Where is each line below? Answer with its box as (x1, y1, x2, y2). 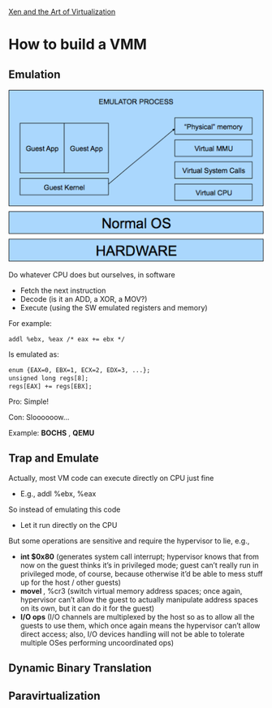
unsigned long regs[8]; (8, 375, 89, 383)
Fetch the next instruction (19, 285, 106, 295)
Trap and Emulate (8, 452, 99, 466)
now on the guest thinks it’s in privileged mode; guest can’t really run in (19, 560, 259, 570)
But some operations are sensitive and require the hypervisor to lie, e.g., (8, 535, 250, 546)
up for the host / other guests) (19, 577, 122, 587)
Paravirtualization (8, 689, 101, 702)
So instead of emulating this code (8, 504, 121, 514)
